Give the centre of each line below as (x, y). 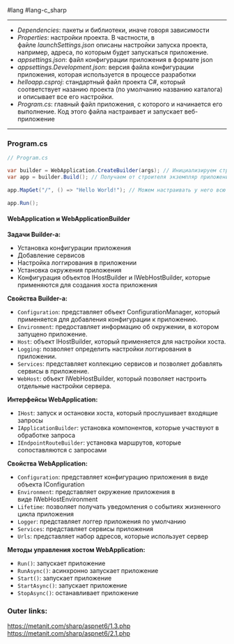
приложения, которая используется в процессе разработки (107, 75)
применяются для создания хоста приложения (87, 284)
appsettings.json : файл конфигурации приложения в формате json (115, 60)
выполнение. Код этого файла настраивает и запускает (100, 112)
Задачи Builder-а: (34, 234)
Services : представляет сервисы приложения (85, 528)
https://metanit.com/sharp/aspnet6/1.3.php (69, 626)
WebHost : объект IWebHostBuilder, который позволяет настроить (112, 378)
